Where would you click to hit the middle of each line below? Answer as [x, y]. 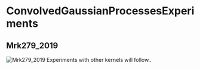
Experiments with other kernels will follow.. [99, 60]
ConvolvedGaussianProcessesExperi [100, 11]
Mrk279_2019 [32, 46]
